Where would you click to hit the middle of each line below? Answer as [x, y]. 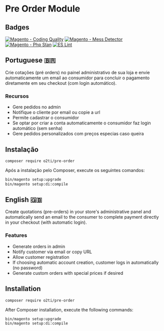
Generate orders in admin [39, 246]
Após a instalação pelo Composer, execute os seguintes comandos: [75, 170]
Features [16, 235]
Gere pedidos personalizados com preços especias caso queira [78, 134]
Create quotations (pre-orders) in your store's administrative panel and [78, 212]
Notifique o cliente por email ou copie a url [56, 112]
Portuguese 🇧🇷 [30, 60]
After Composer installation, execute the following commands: [69, 309]
